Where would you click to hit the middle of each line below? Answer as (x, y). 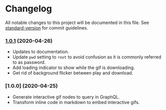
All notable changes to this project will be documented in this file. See (77, 22)
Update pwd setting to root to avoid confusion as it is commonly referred (87, 57)
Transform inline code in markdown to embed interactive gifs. (76, 102)
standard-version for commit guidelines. (47, 27)
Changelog (29, 9)
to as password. (29, 62)
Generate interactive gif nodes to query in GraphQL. (66, 97)
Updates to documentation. (41, 52)
